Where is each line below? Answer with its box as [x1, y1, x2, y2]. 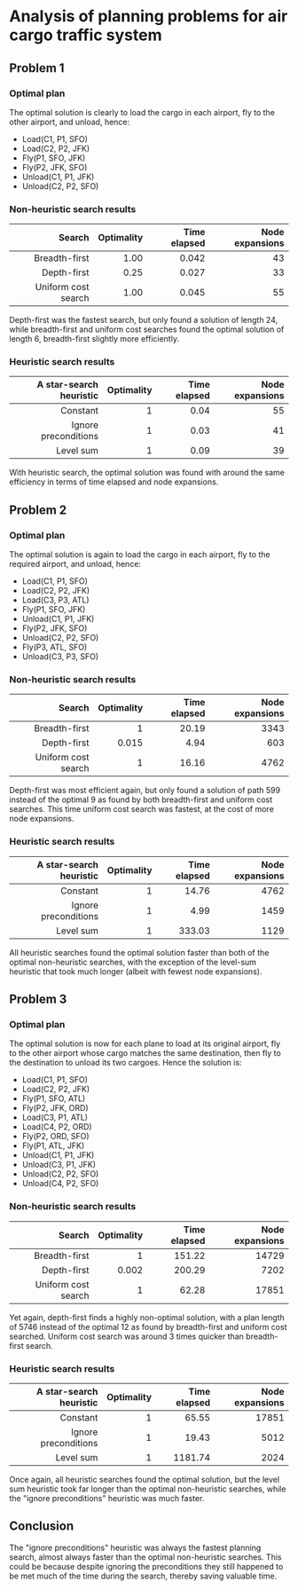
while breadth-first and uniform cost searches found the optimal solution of [9, 324, 285, 335]
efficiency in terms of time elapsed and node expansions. [9, 476, 219, 487]
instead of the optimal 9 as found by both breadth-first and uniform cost [9, 794, 273, 805]
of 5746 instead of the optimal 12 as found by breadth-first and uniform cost [9, 1321, 287, 1332]
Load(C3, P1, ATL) [21, 1112, 89, 1123]
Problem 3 [9, 992, 67, 1007]
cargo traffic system [9, 25, 162, 45]
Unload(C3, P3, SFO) [21, 651, 99, 662]
